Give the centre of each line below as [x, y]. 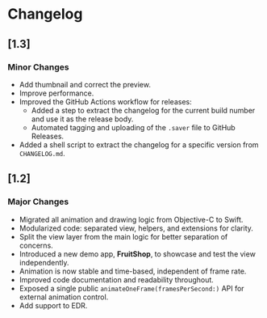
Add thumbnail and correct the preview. [85, 84]
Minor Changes [38, 67]
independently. [44, 262]
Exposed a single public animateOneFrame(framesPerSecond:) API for [131, 288]
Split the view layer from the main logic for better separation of [123, 236]
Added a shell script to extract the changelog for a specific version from [139, 144]
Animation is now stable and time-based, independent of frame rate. [133, 271]
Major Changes [38, 201]
